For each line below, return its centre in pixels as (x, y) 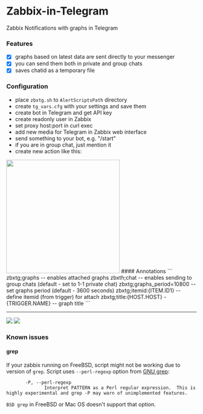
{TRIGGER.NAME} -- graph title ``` (48, 303)
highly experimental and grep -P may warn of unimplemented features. (97, 393)
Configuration (27, 87)
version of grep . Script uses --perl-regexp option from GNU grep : (88, 371)
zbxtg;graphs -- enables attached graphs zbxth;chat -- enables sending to (99, 277)
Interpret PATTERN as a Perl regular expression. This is (120, 388)
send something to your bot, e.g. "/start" (65, 138)
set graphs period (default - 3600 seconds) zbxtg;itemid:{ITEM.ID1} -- (94, 290)
